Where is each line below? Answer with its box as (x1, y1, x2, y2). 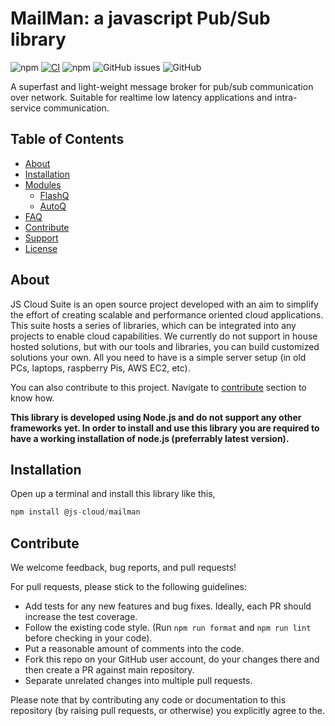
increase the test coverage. (24, 611, 138, 623)
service (10, 102, 42, 114)
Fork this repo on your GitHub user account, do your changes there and (24, 653, 320, 666)
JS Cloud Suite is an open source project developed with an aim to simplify (10, 298, 319, 310)
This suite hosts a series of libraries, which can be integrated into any (10, 319, 297, 331)
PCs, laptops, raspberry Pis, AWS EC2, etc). (10, 362, 191, 374)
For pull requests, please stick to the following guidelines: (10, 581, 247, 593)
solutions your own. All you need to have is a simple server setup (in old (10, 351, 307, 363)
